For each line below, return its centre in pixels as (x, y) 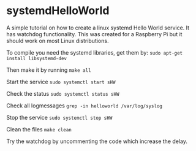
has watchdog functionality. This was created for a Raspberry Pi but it (94, 34)
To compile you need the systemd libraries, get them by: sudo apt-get (95, 52)
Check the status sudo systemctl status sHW (63, 93)
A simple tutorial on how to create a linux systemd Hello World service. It (98, 28)
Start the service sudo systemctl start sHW (61, 82)
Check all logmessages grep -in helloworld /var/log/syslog (84, 106)
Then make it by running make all (49, 70)
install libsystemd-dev (37, 58)
